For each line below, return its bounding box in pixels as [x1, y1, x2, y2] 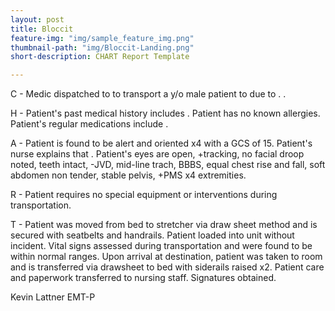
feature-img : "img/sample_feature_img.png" [10, 33, 195, 43]
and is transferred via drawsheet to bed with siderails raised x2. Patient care [10, 261, 325, 273]
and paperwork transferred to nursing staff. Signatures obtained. [10, 272, 277, 284]
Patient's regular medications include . [10, 118, 169, 130]
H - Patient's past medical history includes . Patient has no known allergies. [10, 107, 321, 120]
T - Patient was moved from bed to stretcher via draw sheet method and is [10, 219, 318, 231]
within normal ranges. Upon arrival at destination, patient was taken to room [10, 251, 323, 263]
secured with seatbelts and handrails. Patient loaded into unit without [10, 229, 295, 241]
